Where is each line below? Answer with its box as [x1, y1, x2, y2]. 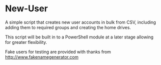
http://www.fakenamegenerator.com [5, 54, 79, 60]
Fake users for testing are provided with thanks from [5, 49, 111, 55]
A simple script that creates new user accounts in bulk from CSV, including [5, 19, 156, 25]
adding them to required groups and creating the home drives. [5, 24, 131, 30]
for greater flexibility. [5, 39, 48, 45]
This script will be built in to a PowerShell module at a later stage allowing [5, 34, 154, 40]
